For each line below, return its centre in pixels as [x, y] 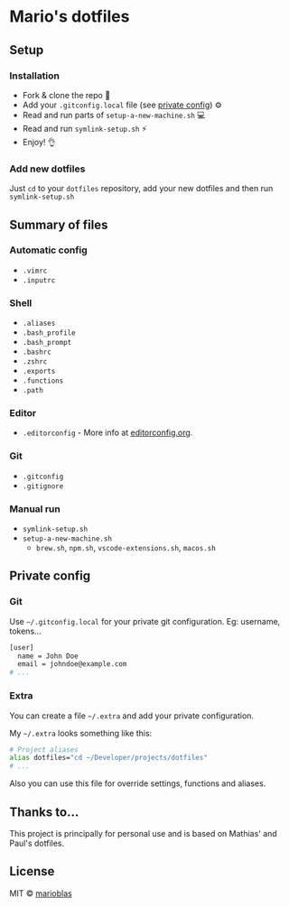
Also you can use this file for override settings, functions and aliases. [138, 783]
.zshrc [35, 362]
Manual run [35, 509]
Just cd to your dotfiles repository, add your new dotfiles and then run [141, 189]
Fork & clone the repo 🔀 [66, 95]
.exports [39, 372]
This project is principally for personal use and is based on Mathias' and [143, 833]
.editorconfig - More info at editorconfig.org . [107, 433]
